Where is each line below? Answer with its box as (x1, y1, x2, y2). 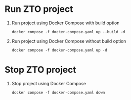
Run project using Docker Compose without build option (11, 38, 127, 44)
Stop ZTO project (4, 64, 76, 75)
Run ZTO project (4, 3, 74, 15)
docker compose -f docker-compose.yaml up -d (11, 48, 107, 52)
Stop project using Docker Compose (11, 80, 86, 86)
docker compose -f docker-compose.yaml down (11, 90, 105, 95)
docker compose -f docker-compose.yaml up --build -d (11, 29, 125, 34)
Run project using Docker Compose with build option (11, 20, 120, 26)
